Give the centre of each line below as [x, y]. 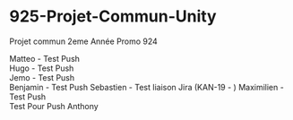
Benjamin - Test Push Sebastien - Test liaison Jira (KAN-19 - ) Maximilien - [146, 87]
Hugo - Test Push [42, 68]
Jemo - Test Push [42, 77]
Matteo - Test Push [45, 58]
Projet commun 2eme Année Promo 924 [84, 41]
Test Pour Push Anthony [54, 106]
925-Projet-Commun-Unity [113, 17]
